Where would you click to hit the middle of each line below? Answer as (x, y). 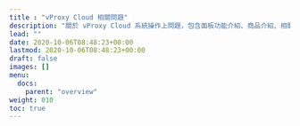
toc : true (28, 108)
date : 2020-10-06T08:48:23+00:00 (71, 42)
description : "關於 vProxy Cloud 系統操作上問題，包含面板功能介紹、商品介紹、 (145, 26)
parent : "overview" (62, 91)
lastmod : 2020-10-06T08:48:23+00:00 (77, 51)
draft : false (33, 59)
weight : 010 (31, 100)
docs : (28, 83)
